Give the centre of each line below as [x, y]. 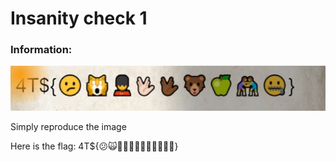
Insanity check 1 [79, 18]
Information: [41, 50]
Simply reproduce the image [68, 127]
